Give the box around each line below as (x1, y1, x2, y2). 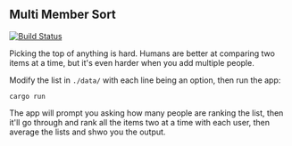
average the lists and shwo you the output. (9, 126, 166, 137)
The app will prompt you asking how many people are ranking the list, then (9, 107, 284, 118)
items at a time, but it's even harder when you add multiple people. (9, 57, 254, 68)
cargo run (9, 92, 46, 101)
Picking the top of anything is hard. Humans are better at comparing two (9, 48, 275, 59)
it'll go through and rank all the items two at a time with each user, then (9, 117, 271, 127)
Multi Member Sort (9, 7, 116, 22)
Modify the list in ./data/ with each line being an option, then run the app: (9, 75, 281, 85)
